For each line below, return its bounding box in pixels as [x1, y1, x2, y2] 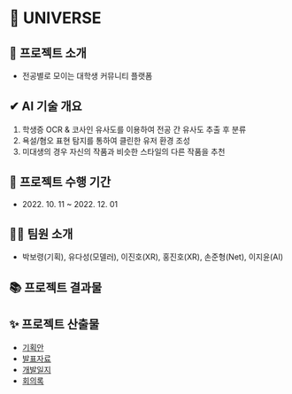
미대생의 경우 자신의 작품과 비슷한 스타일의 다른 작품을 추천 [21, 146, 226, 157]
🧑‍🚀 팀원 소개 [9, 227, 73, 242]
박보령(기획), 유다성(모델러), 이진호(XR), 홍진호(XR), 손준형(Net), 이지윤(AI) [21, 251, 283, 262]
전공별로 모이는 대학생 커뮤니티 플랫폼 [21, 71, 153, 81]
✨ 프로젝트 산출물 [9, 317, 100, 332]
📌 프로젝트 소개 [9, 45, 87, 60]
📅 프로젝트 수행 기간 [9, 174, 111, 189]
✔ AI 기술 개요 [9, 99, 82, 114]
